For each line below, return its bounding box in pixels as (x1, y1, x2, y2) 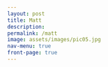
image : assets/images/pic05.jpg (7, 36, 101, 43)
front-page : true (7, 50, 58, 57)
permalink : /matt (7, 29, 58, 37)
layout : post (7, 10, 45, 17)
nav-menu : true (7, 43, 52, 50)
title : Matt (7, 17, 42, 24)
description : (7, 23, 45, 30)
